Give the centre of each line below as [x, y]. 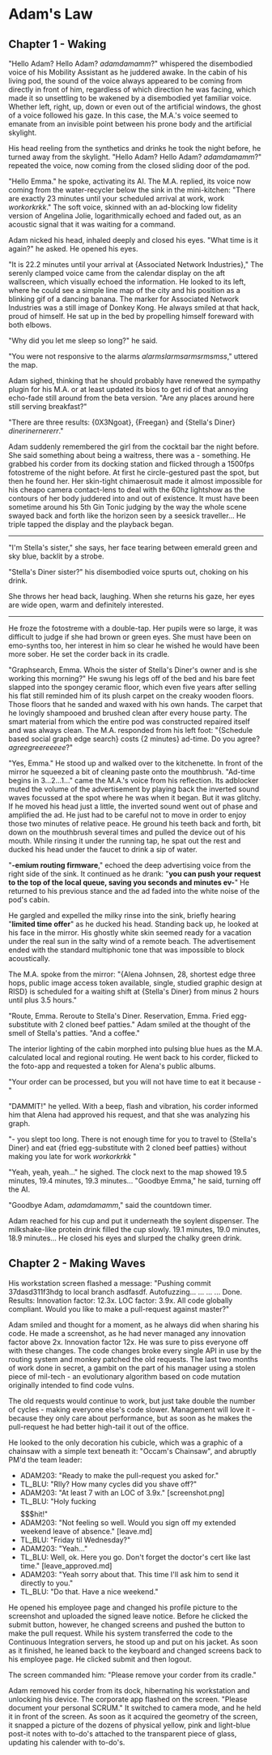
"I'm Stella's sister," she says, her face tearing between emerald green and [133, 548]
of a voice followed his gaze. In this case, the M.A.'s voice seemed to [123, 115]
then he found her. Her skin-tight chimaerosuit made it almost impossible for [136, 481]
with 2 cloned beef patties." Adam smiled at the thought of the [147, 1024]
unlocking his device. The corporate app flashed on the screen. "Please [128, 1699]
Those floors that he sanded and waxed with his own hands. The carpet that [136, 704]
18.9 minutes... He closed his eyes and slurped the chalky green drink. [125, 1238]
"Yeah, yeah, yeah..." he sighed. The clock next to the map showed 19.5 [128, 1172]
